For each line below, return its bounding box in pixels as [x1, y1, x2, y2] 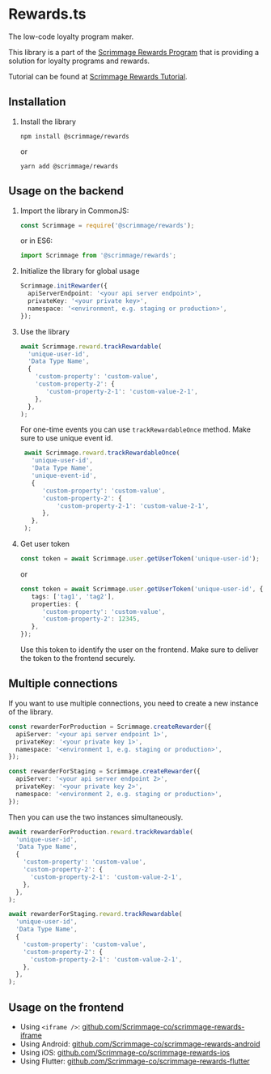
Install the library [19, 117, 77, 126]
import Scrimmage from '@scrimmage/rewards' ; [19, 252, 176, 260]
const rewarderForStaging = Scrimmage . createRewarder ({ [8, 767, 201, 776]
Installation [8, 95, 66, 109]
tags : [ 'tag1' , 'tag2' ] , [31, 592, 116, 600]
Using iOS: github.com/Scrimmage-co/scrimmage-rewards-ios [19, 1047, 231, 1057]
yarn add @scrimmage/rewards [19, 162, 119, 170]
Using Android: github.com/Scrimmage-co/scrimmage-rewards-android [19, 1038, 260, 1049]
